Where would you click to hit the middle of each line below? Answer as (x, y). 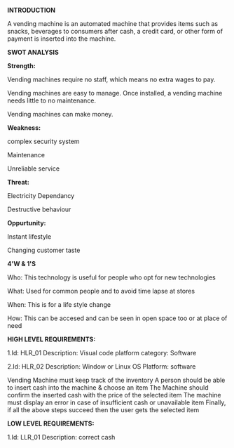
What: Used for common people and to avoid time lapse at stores (101, 291)
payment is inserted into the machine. (62, 39)
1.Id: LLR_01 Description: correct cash (61, 437)
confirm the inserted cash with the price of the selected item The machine (114, 395)
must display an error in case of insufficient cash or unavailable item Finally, (117, 402)
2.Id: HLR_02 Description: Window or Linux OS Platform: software (102, 367)
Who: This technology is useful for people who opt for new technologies (111, 277)
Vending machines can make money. (60, 114)
